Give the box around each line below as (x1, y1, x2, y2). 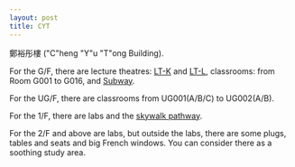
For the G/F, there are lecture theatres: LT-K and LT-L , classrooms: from (9, 65, 275, 77)
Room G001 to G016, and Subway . (9, 75, 135, 86)
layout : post (9, 13, 59, 23)
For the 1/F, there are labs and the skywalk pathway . (9, 110, 203, 121)
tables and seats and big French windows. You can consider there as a (9, 137, 272, 148)
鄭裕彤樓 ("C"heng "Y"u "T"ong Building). (9, 47, 164, 59)
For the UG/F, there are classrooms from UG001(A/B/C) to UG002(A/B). (9, 92, 275, 104)
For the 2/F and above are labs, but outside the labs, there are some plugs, (9, 127, 287, 138)
